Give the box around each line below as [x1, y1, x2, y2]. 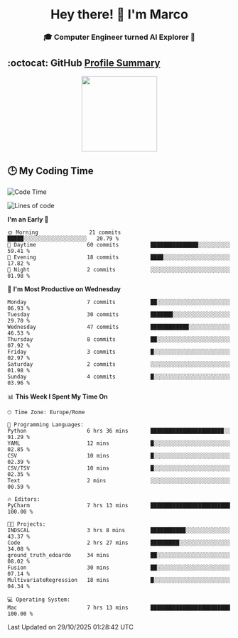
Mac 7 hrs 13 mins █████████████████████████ [7, 604, 231, 611]
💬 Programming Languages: [7, 421, 84, 428]
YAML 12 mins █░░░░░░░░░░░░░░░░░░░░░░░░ [7, 440, 231, 447]
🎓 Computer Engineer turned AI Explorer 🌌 [43, 32, 195, 42]
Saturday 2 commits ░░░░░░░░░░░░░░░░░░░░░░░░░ [7, 360, 231, 368]
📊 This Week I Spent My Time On [7, 392, 108, 401]
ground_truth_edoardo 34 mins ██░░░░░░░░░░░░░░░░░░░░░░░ [7, 551, 231, 558]
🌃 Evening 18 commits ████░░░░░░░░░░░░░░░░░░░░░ [7, 254, 231, 261]
